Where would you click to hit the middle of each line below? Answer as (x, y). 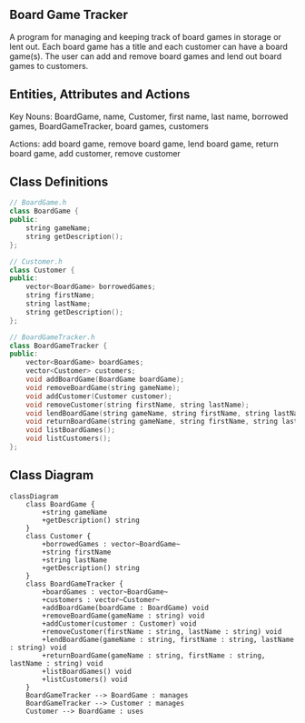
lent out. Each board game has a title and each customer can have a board (149, 46)
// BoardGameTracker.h (52, 337)
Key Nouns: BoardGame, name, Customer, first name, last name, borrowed (149, 116)
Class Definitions (59, 182)
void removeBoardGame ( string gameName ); (103, 387)
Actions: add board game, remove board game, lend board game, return (144, 144)
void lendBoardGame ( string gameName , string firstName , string (148, 413)
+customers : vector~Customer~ (101, 599)
